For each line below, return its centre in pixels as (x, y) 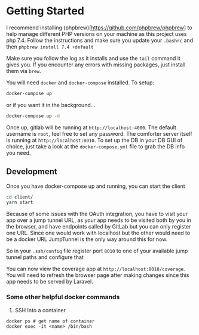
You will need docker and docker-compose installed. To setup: (80, 83)
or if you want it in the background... (51, 105)
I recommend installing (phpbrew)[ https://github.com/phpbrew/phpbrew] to (99, 28)
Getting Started (45, 11)
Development (32, 172)
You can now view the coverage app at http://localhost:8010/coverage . (96, 269)
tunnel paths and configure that (45, 257)
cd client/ (20, 197)
